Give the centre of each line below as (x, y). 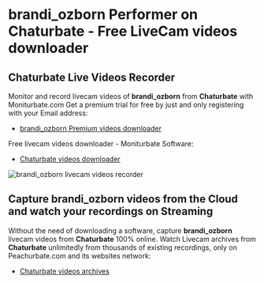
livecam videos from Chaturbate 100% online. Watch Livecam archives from (132, 239)
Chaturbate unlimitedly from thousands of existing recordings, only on (123, 247)
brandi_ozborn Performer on (103, 15)
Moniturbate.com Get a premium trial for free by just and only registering (126, 105)
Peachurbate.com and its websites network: (80, 255)
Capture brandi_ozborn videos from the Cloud (123, 199)
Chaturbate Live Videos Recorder (92, 77)
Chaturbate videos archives (65, 271)
